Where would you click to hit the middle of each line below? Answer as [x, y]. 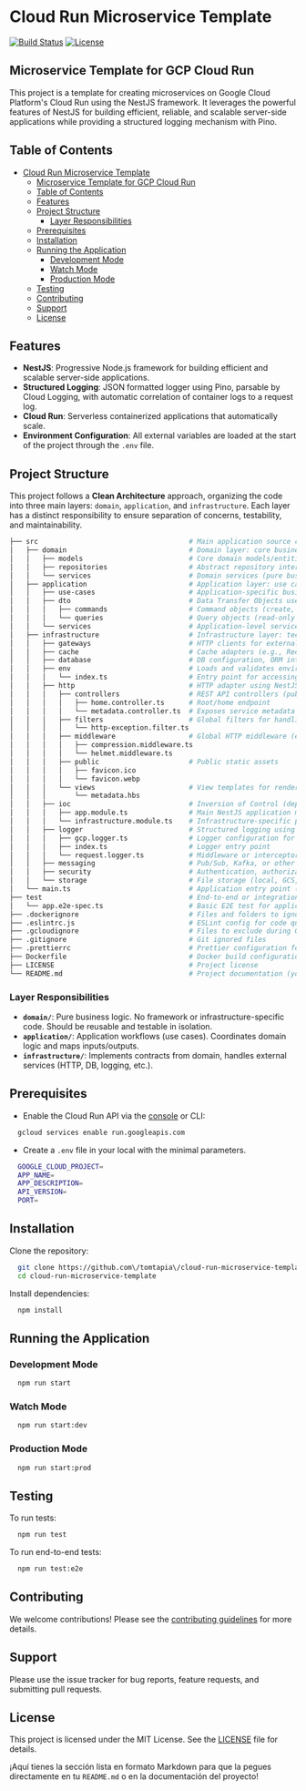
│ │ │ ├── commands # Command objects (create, [153, 609]
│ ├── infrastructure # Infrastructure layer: [146, 635]
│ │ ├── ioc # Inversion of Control [144, 804]
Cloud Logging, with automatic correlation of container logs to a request [158, 397]
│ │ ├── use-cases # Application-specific [144, 593]
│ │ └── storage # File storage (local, [144, 881]
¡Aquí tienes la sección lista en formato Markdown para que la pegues [140, 1767]
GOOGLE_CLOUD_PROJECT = [61, 1167]
